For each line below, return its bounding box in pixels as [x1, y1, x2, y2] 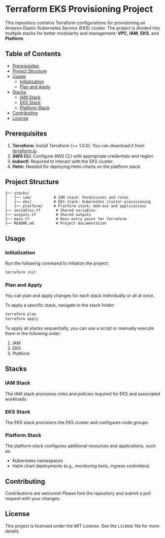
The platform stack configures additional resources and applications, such [5, 443, 156, 449]
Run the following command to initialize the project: [5, 260, 109, 267]
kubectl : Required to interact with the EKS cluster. [12, 158, 114, 164]
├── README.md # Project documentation [5, 221, 107, 226]
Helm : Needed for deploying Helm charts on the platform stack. [12, 164, 142, 169]
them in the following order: [5, 330, 61, 336]
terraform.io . [12, 148, 38, 154]
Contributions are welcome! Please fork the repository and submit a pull [5, 490, 151, 496]
